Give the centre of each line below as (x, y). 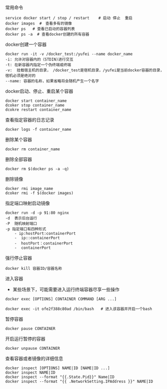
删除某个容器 (19, 140)
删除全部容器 (19, 159)
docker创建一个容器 (26, 44)
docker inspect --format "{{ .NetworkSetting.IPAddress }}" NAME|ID (79, 381)
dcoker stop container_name (35, 105)
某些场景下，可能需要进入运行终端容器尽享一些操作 (66, 289)
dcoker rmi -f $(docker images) (39, 193)
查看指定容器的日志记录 (30, 120)
